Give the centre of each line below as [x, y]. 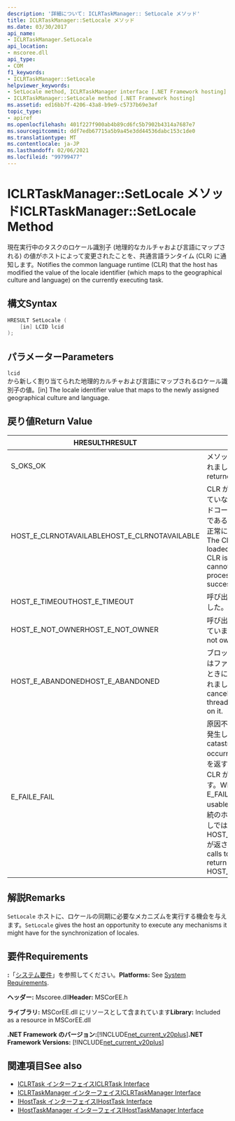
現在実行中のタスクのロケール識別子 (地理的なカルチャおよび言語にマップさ [116, 247]
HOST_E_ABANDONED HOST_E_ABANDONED [85, 681]
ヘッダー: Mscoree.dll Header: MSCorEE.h [67, 997]
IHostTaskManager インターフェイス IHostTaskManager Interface [111, 1110]
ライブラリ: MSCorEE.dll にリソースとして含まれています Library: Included [114, 1012]
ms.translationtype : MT [42, 137]
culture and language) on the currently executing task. [86, 280]
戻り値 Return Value [50, 421]
